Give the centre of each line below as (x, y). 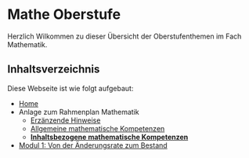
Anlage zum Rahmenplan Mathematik (79, 112)
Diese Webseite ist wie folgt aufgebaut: (70, 88)
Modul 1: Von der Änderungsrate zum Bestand (93, 145)
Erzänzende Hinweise (65, 120)
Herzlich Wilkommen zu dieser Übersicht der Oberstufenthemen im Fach (125, 36)
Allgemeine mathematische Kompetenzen (97, 128)
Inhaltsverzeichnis (54, 70)
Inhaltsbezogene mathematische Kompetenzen (109, 137)
